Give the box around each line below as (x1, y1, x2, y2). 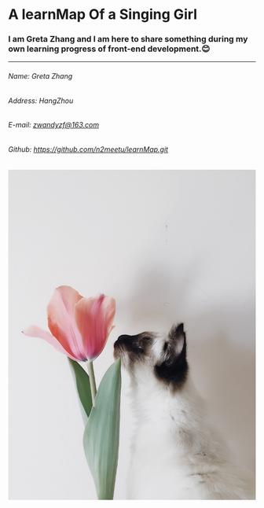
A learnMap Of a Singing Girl (8, 6, 198, 24)
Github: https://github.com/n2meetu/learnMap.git (8, 144, 169, 154)
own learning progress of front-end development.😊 (8, 43, 211, 54)
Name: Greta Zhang (8, 72, 73, 81)
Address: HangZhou (8, 96, 74, 105)
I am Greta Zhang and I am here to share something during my (8, 34, 248, 45)
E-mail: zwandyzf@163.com (8, 120, 100, 130)
